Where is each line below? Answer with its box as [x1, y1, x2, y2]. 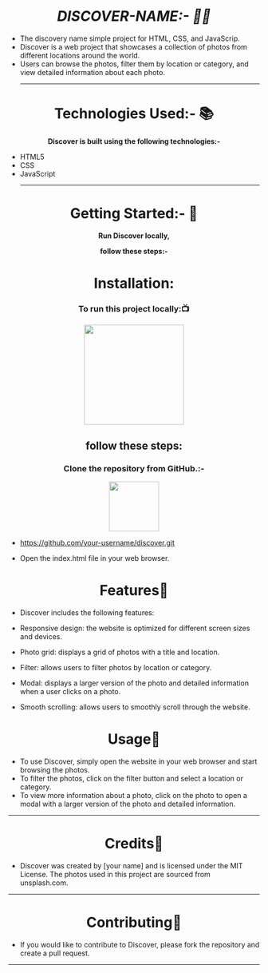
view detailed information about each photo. [19, 67, 166, 77]
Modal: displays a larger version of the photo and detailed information [19, 678, 250, 688]
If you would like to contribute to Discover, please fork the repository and [19, 939, 260, 949]
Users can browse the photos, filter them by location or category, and [19, 59, 249, 69]
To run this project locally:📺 [78, 303, 190, 314]
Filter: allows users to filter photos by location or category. [19, 662, 212, 672]
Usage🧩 [107, 730, 161, 749]
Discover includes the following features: [19, 607, 155, 618]
